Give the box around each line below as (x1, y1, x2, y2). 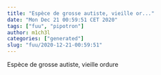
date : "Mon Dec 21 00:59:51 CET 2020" (7, 16, 118, 23)
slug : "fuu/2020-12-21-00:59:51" (7, 42, 103, 48)
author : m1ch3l (7, 29, 51, 36)
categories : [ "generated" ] (7, 35, 84, 42)
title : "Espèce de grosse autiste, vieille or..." (7, 10, 155, 17)
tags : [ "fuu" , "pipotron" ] (7, 22, 84, 29)
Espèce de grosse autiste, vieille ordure (7, 61, 119, 68)
